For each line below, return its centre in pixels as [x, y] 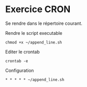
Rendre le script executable [34, 33]
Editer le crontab [23, 52]
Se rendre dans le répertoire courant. [44, 23]
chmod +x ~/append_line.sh [34, 42]
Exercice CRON [38, 9]
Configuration [20, 70]
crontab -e [17, 61]
